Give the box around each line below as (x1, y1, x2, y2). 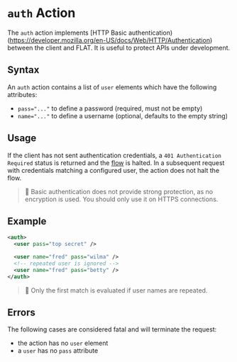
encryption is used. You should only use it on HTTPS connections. (24, 195, 219, 203)
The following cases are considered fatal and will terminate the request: (7, 325, 217, 334)
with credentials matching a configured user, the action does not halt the (7, 166, 220, 174)
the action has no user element (17, 339, 109, 348)
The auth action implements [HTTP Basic (7, 28, 127, 37)
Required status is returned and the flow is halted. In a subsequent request (7, 158, 225, 167)
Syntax (7, 64, 40, 76)
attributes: (7, 90, 38, 98)
